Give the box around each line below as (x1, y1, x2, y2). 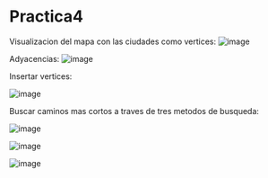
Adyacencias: (9, 53, 60, 64)
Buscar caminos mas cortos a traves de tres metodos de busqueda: (9, 105, 260, 116)
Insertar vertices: (9, 70, 73, 82)
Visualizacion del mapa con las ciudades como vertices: (9, 36, 217, 47)
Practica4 (9, 6, 83, 27)
